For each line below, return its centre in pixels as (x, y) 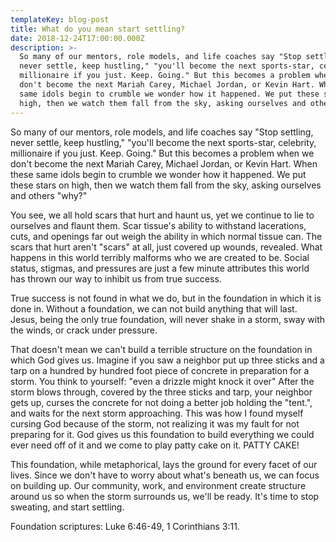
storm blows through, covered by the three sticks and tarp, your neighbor (161, 392)
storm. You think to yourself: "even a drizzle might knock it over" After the (162, 381)
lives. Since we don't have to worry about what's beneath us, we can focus (165, 475)
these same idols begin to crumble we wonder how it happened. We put (158, 174)
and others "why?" (49, 195)
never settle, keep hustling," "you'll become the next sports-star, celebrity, (163, 142)
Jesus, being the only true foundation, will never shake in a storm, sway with (168, 319)
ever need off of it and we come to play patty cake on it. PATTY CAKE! (155, 445)
